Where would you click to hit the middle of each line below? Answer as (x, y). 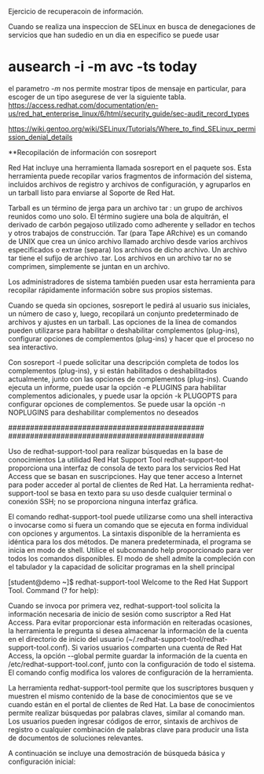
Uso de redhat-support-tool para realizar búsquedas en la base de (116, 451)
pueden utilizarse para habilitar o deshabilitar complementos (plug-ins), (124, 330)
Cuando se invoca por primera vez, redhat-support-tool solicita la (114, 606)
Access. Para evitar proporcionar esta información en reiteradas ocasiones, (130, 622)
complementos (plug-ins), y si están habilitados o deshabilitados (113, 370)
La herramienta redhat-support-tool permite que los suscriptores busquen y (131, 687)
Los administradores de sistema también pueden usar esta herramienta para (132, 282)
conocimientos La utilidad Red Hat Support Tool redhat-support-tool (119, 459)
